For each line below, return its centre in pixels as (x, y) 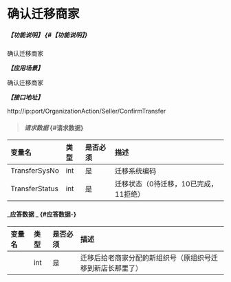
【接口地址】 (25, 98)
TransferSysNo (35, 171)
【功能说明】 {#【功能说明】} (47, 34)
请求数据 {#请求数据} (54, 127)
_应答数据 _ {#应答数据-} (42, 214)
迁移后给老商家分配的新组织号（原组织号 (146, 257)
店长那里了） (122, 268)
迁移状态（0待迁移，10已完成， (166, 184)
